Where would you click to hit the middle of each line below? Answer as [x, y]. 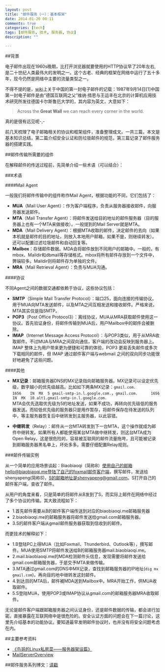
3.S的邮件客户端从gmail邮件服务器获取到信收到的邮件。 [68, 523]
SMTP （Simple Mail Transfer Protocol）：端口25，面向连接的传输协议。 [84, 298]
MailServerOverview [33, 654]
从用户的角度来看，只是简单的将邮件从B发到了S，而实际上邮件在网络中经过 [81, 494]
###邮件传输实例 [22, 455]
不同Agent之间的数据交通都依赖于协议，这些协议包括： [61, 288]
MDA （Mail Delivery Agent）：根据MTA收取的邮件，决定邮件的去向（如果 [86, 230]
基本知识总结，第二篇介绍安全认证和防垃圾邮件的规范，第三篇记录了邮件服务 [82, 138]
